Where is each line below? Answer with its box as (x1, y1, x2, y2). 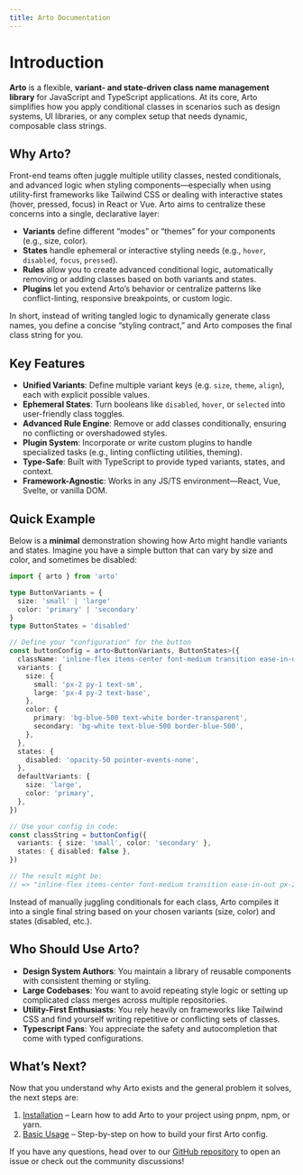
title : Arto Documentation (9, 13, 111, 23)
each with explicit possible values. (22, 390, 151, 400)
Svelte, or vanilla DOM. (22, 485, 108, 496)
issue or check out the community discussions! (9, 1156, 185, 1167)
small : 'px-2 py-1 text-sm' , (32, 680, 143, 689)
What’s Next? (9, 1059, 87, 1074)
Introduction (9, 51, 105, 72)
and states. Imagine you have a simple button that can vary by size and (9, 545, 273, 555)
